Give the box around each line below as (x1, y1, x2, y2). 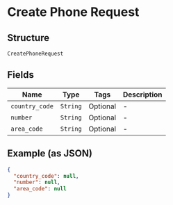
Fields (7, 69, 35, 81)
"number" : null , (13, 179, 60, 186)
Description (122, 90, 163, 99)
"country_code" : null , (13, 172, 79, 179)
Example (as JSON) (7, 147, 92, 160)
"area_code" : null (13, 186, 67, 192)
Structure (7, 32, 50, 44)
